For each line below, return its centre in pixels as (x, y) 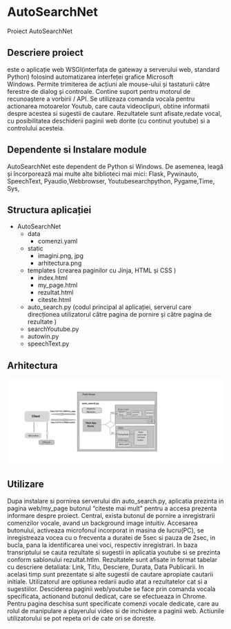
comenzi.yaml (58, 241)
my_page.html (58, 285)
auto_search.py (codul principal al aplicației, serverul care (109, 307)
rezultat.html (56, 292)
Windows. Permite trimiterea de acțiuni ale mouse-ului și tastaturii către (109, 84)
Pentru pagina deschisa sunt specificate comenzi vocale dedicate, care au (113, 603)
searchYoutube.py (53, 329)
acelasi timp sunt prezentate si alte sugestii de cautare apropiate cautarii (110, 574)
